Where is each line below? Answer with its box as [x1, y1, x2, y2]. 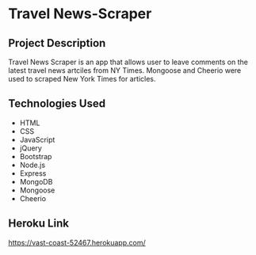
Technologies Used [8, 97, 105, 111]
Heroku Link [8, 217, 70, 230]
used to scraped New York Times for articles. [8, 74, 156, 83]
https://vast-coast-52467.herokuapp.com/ [8, 238, 146, 247]
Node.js [19, 160, 46, 169]
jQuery [19, 143, 42, 153]
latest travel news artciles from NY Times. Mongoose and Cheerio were [8, 66, 242, 75]
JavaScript [19, 135, 55, 144]
